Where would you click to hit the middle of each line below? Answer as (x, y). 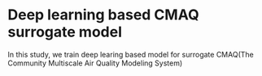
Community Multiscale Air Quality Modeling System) (95, 63)
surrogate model (65, 32)
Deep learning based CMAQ (104, 15)
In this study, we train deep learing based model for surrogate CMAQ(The (131, 54)
